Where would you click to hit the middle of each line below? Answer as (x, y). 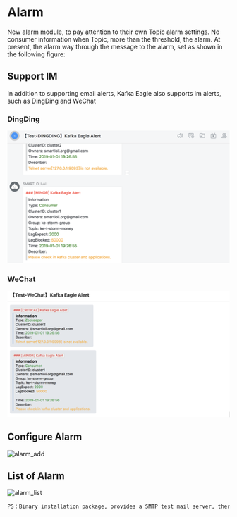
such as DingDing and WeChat (52, 101)
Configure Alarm (45, 437)
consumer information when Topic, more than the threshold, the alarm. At (114, 39)
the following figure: (36, 54)
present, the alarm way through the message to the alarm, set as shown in (115, 46)
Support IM (32, 76)
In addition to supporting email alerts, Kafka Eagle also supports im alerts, (114, 93)
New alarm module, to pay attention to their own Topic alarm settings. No (114, 32)
